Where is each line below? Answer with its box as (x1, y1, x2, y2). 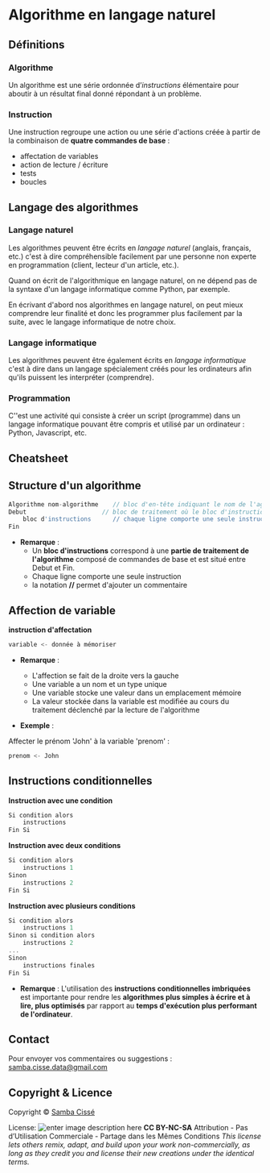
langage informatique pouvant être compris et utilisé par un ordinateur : (8, 419, 245, 429)
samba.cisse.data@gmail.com (8, 1063, 108, 1072)
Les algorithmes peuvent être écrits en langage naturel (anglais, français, (8, 243, 252, 252)
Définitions (8, 38, 65, 52)
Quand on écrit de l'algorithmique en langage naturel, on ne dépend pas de (8, 276, 257, 285)
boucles (19, 177, 47, 187)
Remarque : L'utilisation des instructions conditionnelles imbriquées (19, 984, 252, 993)
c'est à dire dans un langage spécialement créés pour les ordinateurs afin (8, 364, 252, 374)
